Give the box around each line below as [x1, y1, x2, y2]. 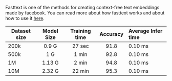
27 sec [72, 43, 89, 49]
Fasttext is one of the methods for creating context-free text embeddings [5, 5, 160, 10]
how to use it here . [5, 15, 45, 21]
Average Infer [128, 28, 163, 34]
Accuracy [99, 31, 124, 37]
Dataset [11, 28, 31, 34]
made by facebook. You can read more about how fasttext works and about [5, 10, 165, 16]
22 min [72, 68, 90, 74]
